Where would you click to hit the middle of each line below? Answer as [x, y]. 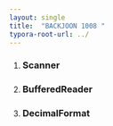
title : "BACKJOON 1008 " [57, 26]
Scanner [41, 65]
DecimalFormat [56, 113]
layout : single [37, 17]
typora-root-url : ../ [49, 34]
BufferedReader [57, 89]
